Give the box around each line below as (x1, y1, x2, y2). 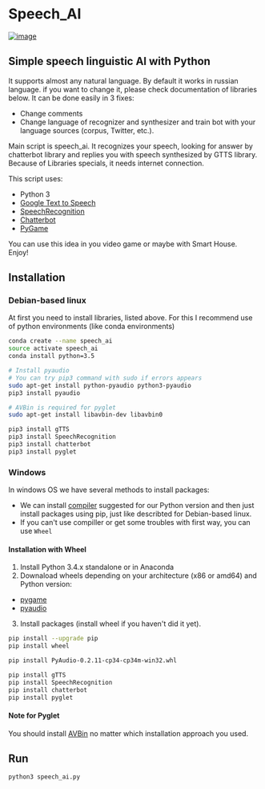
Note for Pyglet (8, 711, 60, 721)
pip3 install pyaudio (8, 388, 81, 397)
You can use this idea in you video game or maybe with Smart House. (8, 238, 238, 249)
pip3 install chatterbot (8, 441, 91, 449)
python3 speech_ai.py (8, 773, 81, 781)
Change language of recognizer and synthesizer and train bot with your (19, 117, 256, 127)
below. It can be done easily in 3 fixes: (8, 93, 135, 103)
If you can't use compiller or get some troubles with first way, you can (19, 518, 251, 527)
